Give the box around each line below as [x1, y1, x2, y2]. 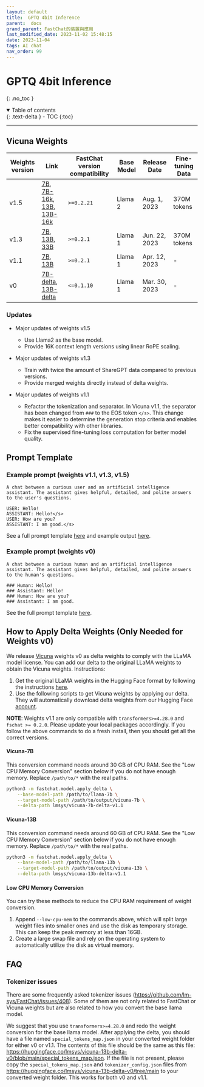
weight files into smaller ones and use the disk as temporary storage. [15, 922, 188, 929]
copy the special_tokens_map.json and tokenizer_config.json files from [6, 1060, 187, 1068]
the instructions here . [15, 683, 69, 691]
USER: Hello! [6, 506, 39, 512]
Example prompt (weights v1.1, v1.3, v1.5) [6, 471, 129, 479]
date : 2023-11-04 [6, 37, 50, 43]
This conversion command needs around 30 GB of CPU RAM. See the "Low [6, 761, 195, 768]
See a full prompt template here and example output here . [6, 532, 151, 540]
